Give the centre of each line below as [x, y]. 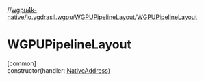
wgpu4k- [24, 10]
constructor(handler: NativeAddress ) [59, 70]
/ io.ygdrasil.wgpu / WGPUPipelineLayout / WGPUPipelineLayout [110, 17]
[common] [22, 63]
